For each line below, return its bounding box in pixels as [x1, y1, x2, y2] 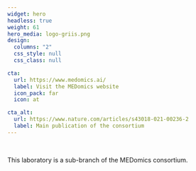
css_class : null [13, 57, 62, 64]
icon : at [13, 96, 40, 103]
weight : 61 [7, 24, 40, 31]
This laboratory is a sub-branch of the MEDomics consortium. [7, 155, 188, 164]
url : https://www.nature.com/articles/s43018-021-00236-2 [13, 115, 190, 123]
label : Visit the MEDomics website [13, 83, 119, 90]
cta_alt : [7, 109, 33, 116]
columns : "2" [13, 43, 53, 51]
